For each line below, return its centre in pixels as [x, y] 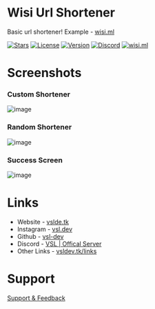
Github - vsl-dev [40, 236]
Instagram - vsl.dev [45, 229]
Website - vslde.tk [43, 222]
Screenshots [44, 73]
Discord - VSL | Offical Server [59, 244]
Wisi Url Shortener [61, 13]
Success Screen [35, 160]
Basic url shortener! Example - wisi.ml [61, 32]
